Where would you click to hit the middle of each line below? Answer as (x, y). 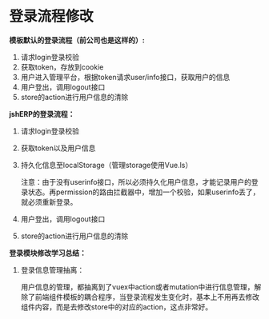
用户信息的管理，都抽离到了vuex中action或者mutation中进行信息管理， (137, 287)
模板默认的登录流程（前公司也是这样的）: (77, 40)
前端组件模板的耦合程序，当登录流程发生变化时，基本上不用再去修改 (147, 297)
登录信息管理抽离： (52, 269)
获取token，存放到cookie (62, 67)
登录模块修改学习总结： (48, 253)
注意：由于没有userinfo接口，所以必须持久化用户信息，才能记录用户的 (136, 181)
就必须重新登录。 (49, 201)
